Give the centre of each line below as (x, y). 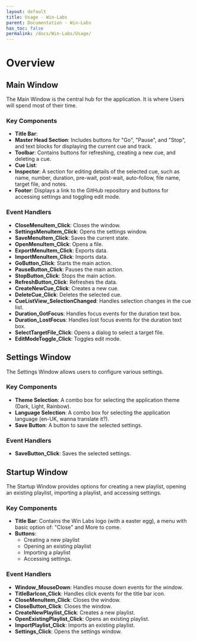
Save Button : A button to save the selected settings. (79, 425)
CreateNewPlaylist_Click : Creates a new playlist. (75, 613)
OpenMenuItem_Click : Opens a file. (59, 244)
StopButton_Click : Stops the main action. (65, 275)
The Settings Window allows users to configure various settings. (85, 372)
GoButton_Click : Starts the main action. (63, 263)
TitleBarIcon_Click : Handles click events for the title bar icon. (90, 594)
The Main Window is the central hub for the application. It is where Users (95, 99)
